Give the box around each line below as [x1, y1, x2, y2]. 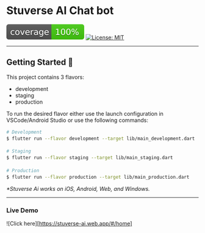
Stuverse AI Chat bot [6, 4, 114, 18]
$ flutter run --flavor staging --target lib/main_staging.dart [6, 155, 173, 161]
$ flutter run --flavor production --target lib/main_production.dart [6, 174, 190, 180]
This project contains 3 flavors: [6, 73, 84, 81]
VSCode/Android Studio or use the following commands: [6, 116, 148, 124]
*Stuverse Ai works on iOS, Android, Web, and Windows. [6, 185, 151, 192]
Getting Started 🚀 [6, 57, 74, 68]
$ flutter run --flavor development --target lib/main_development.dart [6, 135, 195, 142]
